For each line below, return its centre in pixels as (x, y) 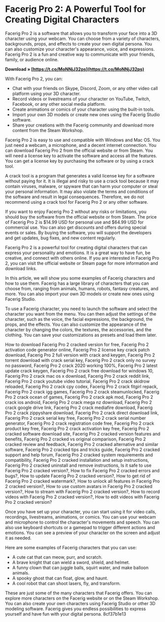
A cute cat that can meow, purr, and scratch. (57, 557)
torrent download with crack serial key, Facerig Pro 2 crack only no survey (81, 360)
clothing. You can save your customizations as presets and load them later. (81, 335)
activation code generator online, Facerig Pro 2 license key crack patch (78, 350)
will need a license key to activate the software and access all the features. (81, 155)
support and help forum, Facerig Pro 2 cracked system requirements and (79, 455)
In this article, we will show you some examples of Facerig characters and (80, 278)
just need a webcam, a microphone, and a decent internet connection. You (81, 145)
